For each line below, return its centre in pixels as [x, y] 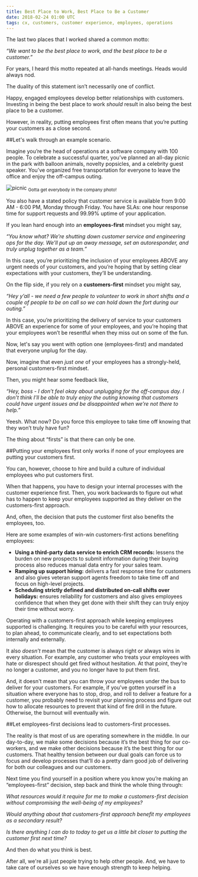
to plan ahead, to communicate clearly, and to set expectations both [89, 633]
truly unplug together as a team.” [47, 249]
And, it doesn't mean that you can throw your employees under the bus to [96, 681]
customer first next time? [36, 838]
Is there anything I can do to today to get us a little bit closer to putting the [97, 832]
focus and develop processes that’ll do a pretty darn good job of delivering [97, 761]
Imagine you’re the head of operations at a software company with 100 [92, 151]
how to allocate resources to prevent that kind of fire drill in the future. [92, 706]
